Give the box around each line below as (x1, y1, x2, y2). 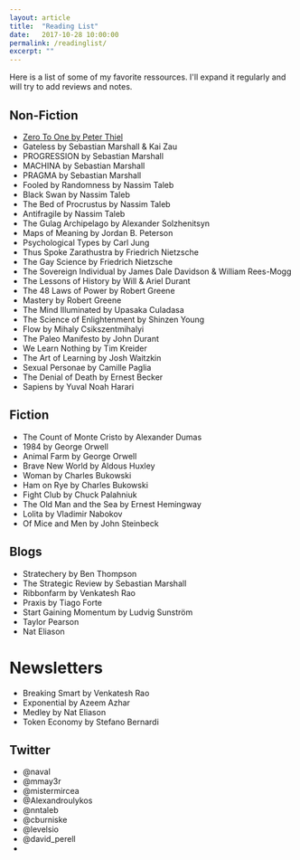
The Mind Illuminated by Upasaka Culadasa (22, 304, 185, 315)
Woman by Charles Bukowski (22, 469, 132, 480)
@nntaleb (22, 805, 59, 816)
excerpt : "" (9, 47, 54, 56)
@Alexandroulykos (22, 795, 93, 806)
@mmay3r (22, 776, 61, 787)
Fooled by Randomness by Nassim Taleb (22, 179, 174, 190)
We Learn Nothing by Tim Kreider (22, 343, 147, 354)
